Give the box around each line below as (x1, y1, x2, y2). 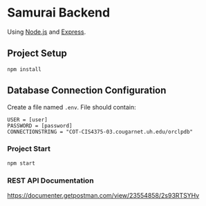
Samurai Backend (7, 5, 111, 21)
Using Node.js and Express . (7, 28, 86, 36)
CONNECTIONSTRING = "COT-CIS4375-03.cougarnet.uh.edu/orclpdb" (7, 128, 194, 135)
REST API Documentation (7, 176, 95, 185)
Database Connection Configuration (7, 85, 167, 96)
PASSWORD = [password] (7, 122, 73, 129)
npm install (7, 65, 41, 73)
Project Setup (7, 48, 68, 59)
